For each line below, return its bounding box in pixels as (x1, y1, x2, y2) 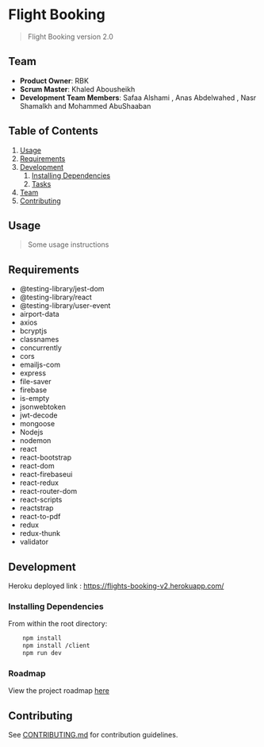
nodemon (19, 436, 52, 445)
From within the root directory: (8, 619, 108, 629)
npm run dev (22, 649, 62, 657)
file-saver (19, 377, 52, 387)
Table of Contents (8, 125, 99, 138)
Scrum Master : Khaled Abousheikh (19, 84, 136, 94)
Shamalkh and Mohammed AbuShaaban (19, 101, 151, 110)
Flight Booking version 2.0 (27, 32, 113, 41)
